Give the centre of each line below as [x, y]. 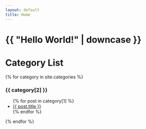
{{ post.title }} [27, 106]
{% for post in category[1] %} [43, 101]
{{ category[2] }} [27, 90]
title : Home [18, 15]
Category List [34, 62]
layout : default [22, 10]
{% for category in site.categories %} [44, 77]
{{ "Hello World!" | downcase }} [74, 40]
